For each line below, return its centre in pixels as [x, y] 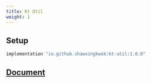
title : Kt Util [25, 11]
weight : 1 [18, 17]
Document [26, 72]
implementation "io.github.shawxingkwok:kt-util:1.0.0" [76, 54]
